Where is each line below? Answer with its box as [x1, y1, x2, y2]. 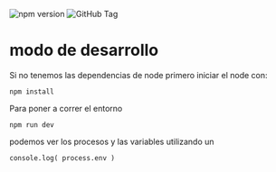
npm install [9, 86, 54, 96]
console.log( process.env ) [9, 153, 116, 162]
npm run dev [9, 120, 54, 130]
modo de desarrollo [9, 41, 159, 60]
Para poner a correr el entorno [9, 103, 123, 113]
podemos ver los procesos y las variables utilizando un [9, 136, 214, 147]
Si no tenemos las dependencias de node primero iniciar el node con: [9, 69, 269, 80]
